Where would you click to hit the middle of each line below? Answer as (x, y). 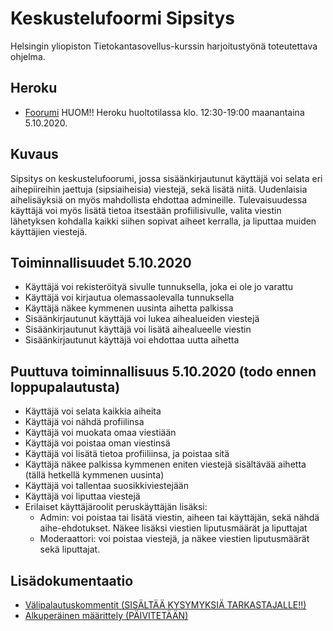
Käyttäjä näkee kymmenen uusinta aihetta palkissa (129, 308)
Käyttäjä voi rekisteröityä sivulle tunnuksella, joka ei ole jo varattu (159, 287)
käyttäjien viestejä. (49, 231)
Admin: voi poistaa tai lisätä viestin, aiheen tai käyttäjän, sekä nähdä (179, 518)
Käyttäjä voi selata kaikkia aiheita (93, 411)
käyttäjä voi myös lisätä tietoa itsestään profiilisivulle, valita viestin (146, 210)
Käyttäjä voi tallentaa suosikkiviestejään (106, 486)
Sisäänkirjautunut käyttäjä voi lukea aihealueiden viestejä (142, 319)
